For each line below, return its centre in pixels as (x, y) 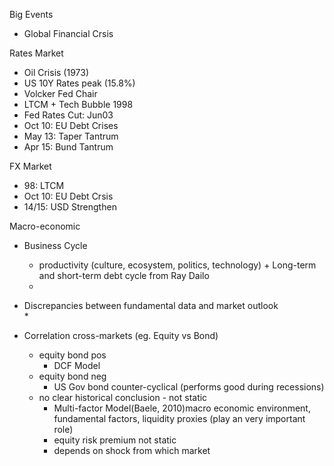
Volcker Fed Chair (60, 93)
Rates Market (36, 53)
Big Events (31, 14)
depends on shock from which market (132, 450)
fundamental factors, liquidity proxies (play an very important (179, 418)
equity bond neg (72, 376)
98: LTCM (44, 185)
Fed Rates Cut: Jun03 (68, 115)
